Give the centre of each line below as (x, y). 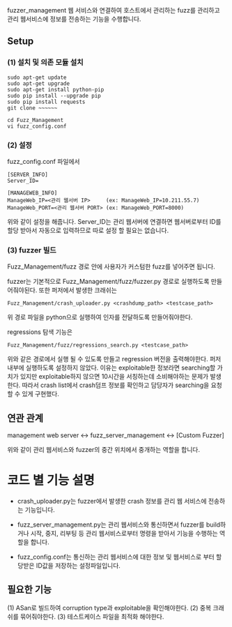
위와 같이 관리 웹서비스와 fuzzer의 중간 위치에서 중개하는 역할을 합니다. (104, 450)
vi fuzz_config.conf (37, 126)
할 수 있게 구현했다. (33, 394)
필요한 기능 (30, 590)
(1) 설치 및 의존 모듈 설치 (45, 63)
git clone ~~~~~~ (32, 108)
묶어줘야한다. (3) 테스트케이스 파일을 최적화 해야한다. (92, 617)
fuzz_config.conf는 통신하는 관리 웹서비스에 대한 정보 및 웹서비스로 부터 (116, 557)
